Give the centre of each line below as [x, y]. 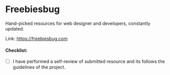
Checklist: [17, 50]
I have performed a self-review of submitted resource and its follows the [89, 61]
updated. [15, 28]
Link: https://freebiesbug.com [37, 39]
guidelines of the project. [39, 67]
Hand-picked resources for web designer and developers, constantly [78, 23]
